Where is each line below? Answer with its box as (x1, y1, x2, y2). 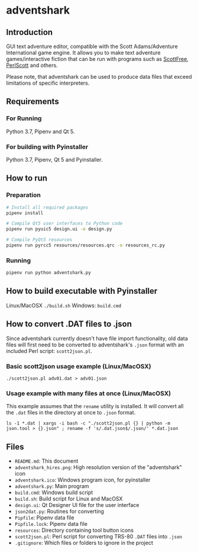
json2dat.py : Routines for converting (14, 508, 105, 515)
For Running (6, 114, 42, 123)
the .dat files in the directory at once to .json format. (6, 409, 136, 416)
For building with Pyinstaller (6, 143, 89, 151)
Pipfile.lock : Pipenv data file (14, 521, 87, 528)
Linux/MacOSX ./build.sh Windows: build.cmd (6, 301, 122, 309)
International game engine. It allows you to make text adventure (6, 49, 161, 56)
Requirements (6, 97, 59, 107)
